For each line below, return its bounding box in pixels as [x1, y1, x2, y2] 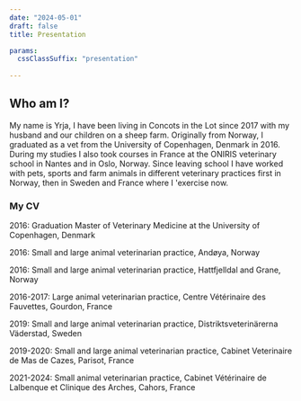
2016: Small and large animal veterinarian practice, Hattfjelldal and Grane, [9, 264, 281, 275]
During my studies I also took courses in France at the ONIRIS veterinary [9, 148, 277, 159]
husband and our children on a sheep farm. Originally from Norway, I [9, 129, 263, 140]
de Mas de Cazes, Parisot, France [9, 355, 135, 366]
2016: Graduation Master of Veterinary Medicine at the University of [9, 220, 261, 231]
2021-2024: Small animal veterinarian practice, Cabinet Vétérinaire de [9, 372, 267, 383]
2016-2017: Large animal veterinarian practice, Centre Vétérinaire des [9, 291, 267, 302]
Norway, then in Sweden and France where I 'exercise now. [9, 177, 229, 188]
